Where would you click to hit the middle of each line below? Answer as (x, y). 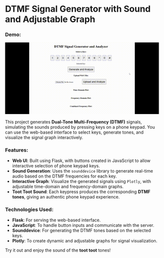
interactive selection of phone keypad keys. (56, 166)
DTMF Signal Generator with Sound (78, 9)
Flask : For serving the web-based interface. (56, 220)
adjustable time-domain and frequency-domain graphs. (68, 187)
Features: (17, 150)
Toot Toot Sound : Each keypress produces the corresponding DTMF (81, 192)
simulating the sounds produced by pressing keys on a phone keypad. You (80, 127)
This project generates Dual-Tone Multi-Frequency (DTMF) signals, (74, 122)
